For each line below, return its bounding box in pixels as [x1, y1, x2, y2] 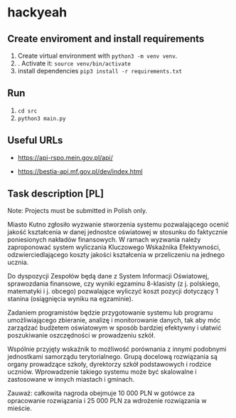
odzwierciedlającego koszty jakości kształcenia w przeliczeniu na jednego [7, 251, 225, 259]
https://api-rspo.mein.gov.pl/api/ [17, 153, 114, 162]
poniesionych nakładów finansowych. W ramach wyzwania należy [7, 236, 201, 244]
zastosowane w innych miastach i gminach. [7, 375, 135, 384]
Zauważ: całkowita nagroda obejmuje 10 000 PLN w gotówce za [7, 389, 195, 397]
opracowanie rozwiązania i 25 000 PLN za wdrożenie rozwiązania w [7, 397, 208, 405]
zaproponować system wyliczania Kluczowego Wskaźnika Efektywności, [7, 243, 221, 251]
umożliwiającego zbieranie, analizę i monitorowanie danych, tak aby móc [7, 316, 221, 325]
